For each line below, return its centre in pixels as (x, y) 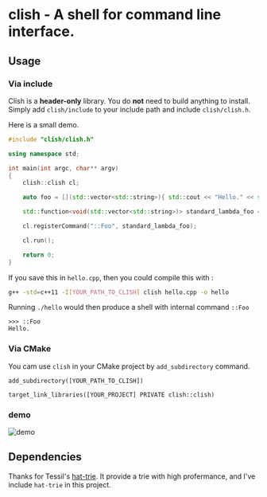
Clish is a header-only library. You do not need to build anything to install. (129, 100)
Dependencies (45, 457)
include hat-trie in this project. (60, 484)
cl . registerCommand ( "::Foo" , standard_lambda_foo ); (110, 226)
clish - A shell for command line (115, 15)
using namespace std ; (44, 154)
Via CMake (30, 349)
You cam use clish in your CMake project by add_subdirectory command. (129, 366)
